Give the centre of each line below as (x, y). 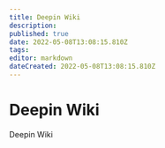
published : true (39, 33)
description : (33, 26)
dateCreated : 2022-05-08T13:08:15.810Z (82, 67)
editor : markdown (41, 58)
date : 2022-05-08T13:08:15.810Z (68, 42)
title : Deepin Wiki (45, 17)
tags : (19, 50)
